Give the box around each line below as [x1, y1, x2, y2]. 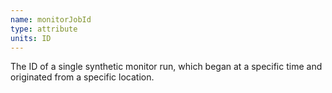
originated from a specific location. [10, 71, 155, 83]
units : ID [10, 33, 52, 43]
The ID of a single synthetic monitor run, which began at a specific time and [10, 61, 323, 73]
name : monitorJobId [10, 14, 92, 25]
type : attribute [10, 24, 78, 34]
